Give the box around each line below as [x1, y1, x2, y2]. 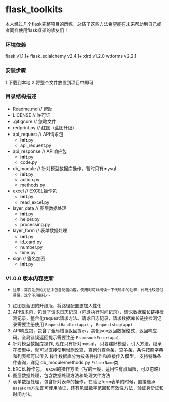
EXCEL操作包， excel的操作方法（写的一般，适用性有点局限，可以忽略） [12, 366, 163, 372]
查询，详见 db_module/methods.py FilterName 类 [17, 359, 119, 366]
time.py [20, 249, 36, 255]
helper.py [20, 216, 40, 222]
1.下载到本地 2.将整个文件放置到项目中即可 [5, 79, 94, 85]
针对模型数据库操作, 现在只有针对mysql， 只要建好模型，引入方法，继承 [12, 341, 162, 347]
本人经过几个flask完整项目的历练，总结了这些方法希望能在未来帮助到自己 [5, 21, 157, 27]
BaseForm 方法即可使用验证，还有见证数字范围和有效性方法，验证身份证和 [12, 385, 164, 391]
